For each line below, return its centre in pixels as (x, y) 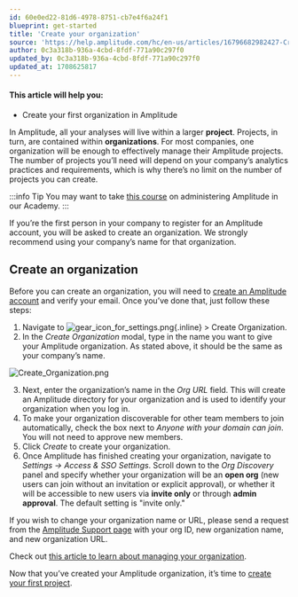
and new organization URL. (59, 538)
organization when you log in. (76, 408)
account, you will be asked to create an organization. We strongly (129, 232)
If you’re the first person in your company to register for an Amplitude (136, 224)
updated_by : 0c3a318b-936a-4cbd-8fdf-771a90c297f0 (105, 59)
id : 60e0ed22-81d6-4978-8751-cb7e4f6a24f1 (89, 17)
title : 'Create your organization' (75, 34)
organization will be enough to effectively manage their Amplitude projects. (146, 151)
